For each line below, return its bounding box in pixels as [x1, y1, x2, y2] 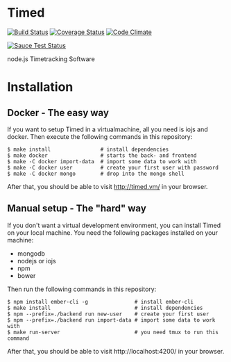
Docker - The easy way [7, 106, 110, 119]
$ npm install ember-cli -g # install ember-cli [7, 298, 194, 305]
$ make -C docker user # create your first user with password [7, 164, 219, 171]
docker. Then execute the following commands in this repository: [7, 132, 193, 140]
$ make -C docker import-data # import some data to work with [7, 158, 197, 165]
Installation [7, 79, 74, 95]
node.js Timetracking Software [7, 54, 95, 63]
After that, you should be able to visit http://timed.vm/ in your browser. [7, 182, 208, 190]
